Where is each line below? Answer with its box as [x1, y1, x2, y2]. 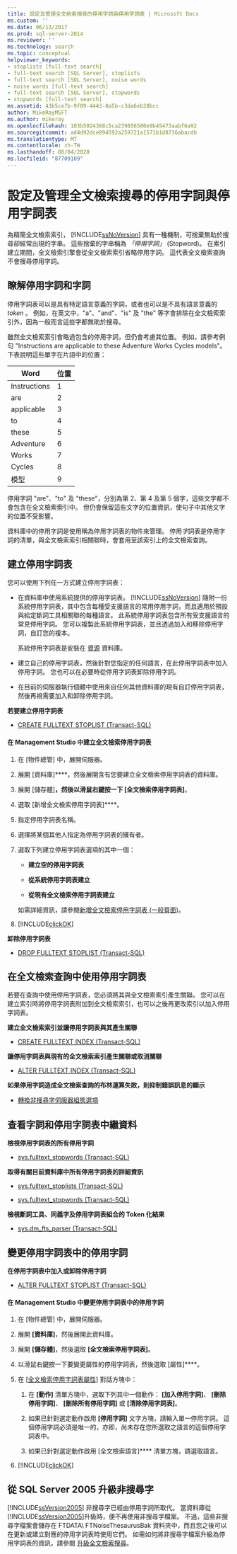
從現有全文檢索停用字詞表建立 [28, 890, 115, 899]
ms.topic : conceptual [7, 50, 71, 57]
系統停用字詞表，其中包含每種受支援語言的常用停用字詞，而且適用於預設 [17, 602, 228, 611]
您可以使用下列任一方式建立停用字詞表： [7, 578, 125, 587]
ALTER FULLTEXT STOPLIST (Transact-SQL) [17, 1281, 147, 1289]
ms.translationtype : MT [7, 135, 78, 142]
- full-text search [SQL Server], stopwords [7, 89, 140, 96]
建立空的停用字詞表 [28, 860, 85, 869]
